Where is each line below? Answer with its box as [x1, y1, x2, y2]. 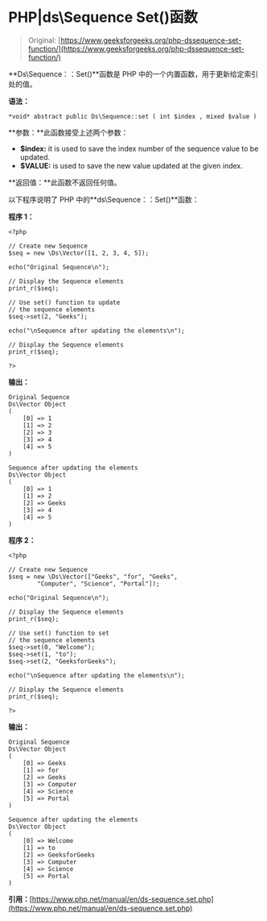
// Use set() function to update [8, 298, 121, 306]
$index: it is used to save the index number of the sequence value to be [19, 144, 259, 153]
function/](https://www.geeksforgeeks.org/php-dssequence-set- [27, 44, 245, 53]
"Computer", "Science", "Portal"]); [37, 579, 160, 588]
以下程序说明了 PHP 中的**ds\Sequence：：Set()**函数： [8, 194, 199, 204]
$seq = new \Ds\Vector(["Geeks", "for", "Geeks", [8, 573, 179, 581]
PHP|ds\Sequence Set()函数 [8, 8, 199, 27]
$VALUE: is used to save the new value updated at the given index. [19, 160, 244, 170]
